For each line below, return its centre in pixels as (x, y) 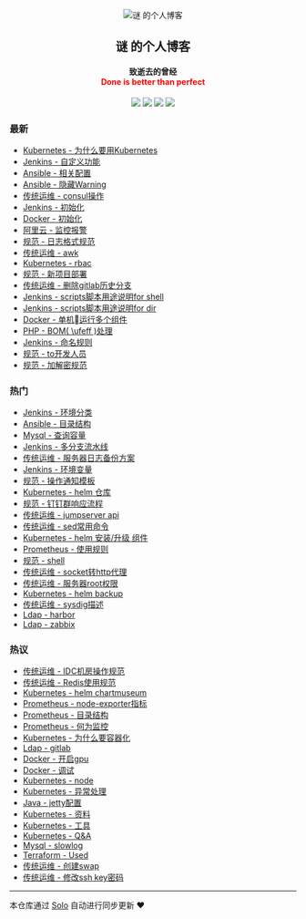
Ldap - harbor (49, 614)
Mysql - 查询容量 (54, 435)
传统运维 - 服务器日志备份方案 (79, 458)
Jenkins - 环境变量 (57, 470)
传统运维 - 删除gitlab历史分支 (77, 285)
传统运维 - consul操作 (63, 195)
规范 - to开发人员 (54, 353)
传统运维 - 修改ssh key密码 (73, 878)
